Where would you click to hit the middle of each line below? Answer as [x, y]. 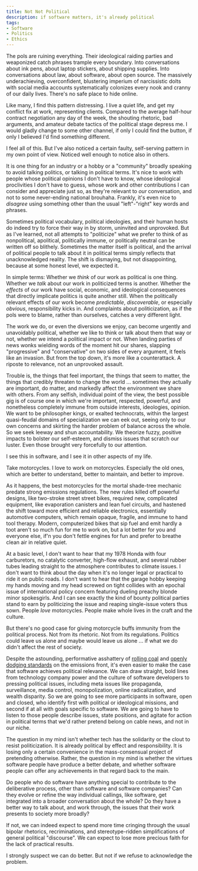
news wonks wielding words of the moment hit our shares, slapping [88, 345]
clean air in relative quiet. [37, 542]
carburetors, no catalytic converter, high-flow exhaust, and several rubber [96, 560]
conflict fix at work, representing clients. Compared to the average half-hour [99, 111]
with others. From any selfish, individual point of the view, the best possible [98, 394]
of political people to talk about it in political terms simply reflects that [91, 253]
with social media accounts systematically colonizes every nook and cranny [98, 87]
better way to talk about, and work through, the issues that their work [90, 807]
